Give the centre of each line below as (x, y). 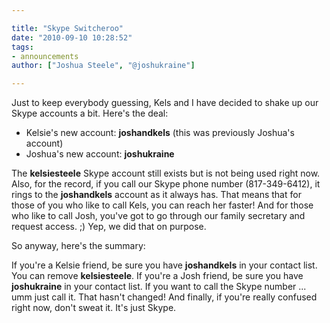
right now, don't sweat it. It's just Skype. (94, 308)
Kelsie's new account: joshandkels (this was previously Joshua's (160, 133)
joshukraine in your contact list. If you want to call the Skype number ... (159, 287)
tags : (22, 47)
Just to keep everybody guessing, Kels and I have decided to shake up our (165, 103)
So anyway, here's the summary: (78, 246)
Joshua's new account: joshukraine (100, 154)
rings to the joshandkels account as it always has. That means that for (156, 195)
